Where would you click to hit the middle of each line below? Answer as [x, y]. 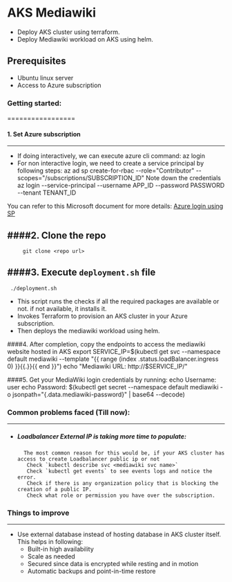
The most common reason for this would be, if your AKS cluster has [124, 453]
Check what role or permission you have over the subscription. [121, 496]
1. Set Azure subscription [44, 134]
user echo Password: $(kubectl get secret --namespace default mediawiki [113, 387]
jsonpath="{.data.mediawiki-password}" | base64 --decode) [99, 394]
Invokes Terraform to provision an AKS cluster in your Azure [102, 316]
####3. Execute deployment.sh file [81, 273]
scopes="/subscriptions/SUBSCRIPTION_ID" [81, 178]
